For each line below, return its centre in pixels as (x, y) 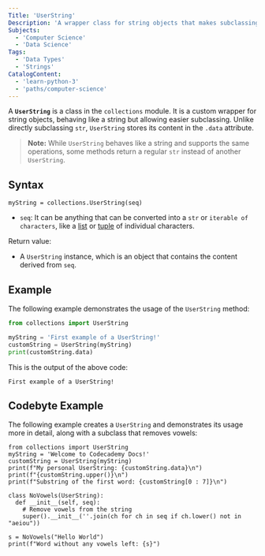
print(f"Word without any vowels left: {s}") (84, 544)
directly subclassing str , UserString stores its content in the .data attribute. (131, 128)
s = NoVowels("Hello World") (56, 537)
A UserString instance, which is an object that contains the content (129, 256)
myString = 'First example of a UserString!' (84, 337)
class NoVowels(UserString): (56, 496)
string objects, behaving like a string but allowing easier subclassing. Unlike (131, 120)
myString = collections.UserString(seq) (76, 203)
